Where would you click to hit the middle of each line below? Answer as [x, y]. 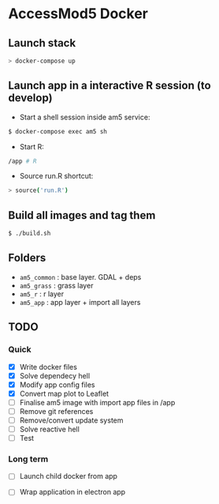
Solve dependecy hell [55, 375]
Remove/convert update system [71, 420]
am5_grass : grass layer [56, 285]
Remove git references [56, 411]
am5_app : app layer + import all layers [80, 302]
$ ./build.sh [30, 234]
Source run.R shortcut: [56, 176]
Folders [27, 258]
